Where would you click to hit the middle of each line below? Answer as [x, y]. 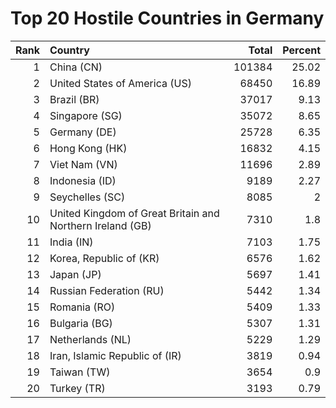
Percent [301, 50]
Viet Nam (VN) [83, 164]
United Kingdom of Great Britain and [134, 213]
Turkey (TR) [77, 388]
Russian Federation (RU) [107, 290]
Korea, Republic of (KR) [104, 258]
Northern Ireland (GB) [100, 225]
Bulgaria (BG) [81, 323]
